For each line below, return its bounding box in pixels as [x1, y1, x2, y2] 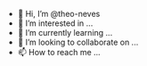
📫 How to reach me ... [17, 47, 101, 57]
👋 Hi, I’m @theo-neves [17, 9, 101, 19]
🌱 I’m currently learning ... [17, 28, 113, 37]
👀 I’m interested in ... [17, 18, 94, 29]
